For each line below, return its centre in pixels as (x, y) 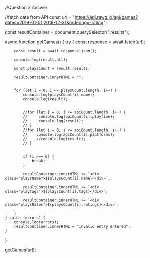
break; (39, 161)
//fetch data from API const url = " (40, 17)
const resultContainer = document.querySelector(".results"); (67, 32)
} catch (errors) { (25, 218)
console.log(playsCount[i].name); (59, 95)
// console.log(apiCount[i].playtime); (69, 117)
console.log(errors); (36, 222)
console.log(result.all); (41, 60)
